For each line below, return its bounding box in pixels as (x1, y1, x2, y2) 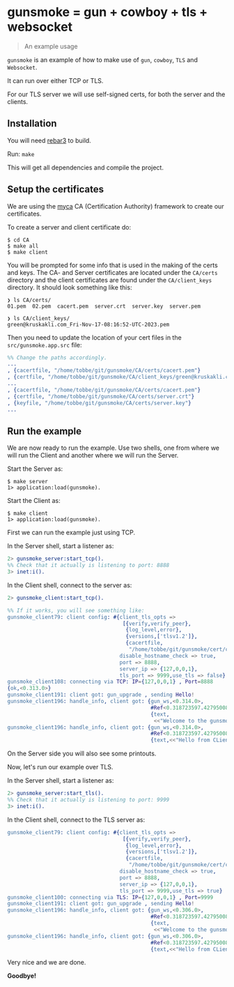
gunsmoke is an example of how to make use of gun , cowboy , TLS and (7, 55, 198, 63)
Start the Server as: (7, 465, 63, 473)
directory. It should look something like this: (7, 283, 132, 292)
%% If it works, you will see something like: (7, 607, 145, 614)
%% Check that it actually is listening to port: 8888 (7, 562, 170, 569)
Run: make (7, 149, 35, 158)
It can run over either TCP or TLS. (7, 76, 104, 84)
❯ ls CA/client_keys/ (7, 315, 70, 322)
